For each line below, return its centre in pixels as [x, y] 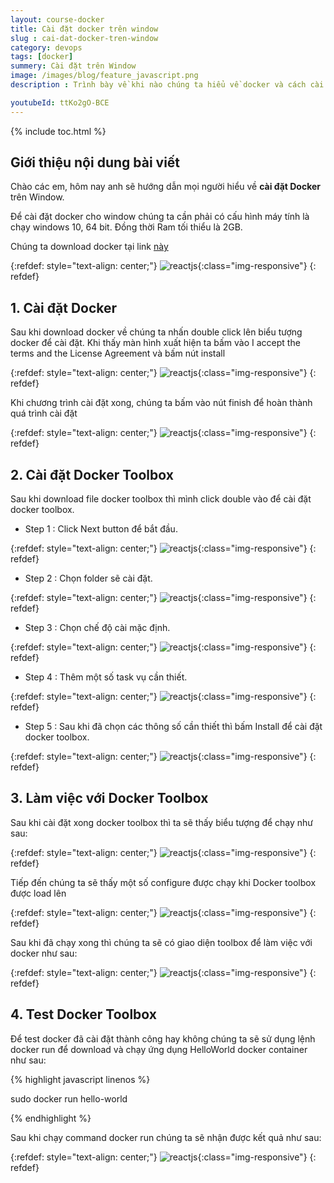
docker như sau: [44, 953]
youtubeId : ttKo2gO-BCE [60, 102]
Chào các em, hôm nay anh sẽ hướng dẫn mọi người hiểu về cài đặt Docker [165, 187]
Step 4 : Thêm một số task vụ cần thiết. [106, 677]
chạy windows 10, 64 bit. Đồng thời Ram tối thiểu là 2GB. [126, 227]
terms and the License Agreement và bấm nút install [118, 353]
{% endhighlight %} [51, 1118]
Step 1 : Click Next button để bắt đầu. [101, 529]
